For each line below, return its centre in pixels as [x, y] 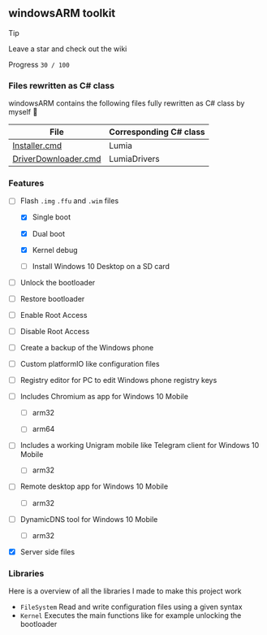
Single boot [52, 217]
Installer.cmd [37, 146]
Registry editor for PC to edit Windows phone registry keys [118, 381]
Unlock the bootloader [58, 282]
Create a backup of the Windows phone [87, 347]
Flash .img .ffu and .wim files [69, 201]
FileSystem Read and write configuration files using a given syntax [131, 607]
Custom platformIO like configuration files [90, 364]
